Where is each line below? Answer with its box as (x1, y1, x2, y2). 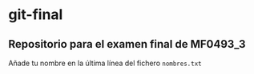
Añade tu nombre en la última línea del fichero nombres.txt (8, 58, 202, 68)
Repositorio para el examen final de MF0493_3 (8, 37, 246, 51)
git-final (8, 6, 63, 24)
